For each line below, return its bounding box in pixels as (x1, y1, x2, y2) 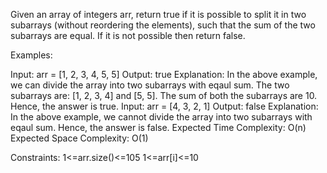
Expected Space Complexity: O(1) (10, 132, 149, 144)
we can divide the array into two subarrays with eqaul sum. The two (10, 79, 290, 91)
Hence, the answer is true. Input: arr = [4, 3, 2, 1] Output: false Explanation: (10, 100, 319, 112)
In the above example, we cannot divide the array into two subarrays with (10, 111, 313, 123)
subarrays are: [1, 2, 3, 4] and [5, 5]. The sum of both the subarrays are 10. (10, 90, 318, 101)
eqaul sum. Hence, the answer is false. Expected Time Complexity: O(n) (10, 122, 307, 133)
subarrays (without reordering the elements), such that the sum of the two (10, 19, 316, 31)
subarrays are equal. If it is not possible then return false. (10, 30, 246, 41)
